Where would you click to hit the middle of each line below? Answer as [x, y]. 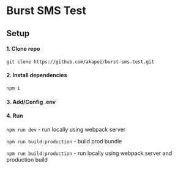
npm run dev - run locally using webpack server [66, 129]
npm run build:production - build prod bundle [64, 141]
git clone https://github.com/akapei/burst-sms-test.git [80, 62]
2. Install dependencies [37, 75]
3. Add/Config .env [31, 102]
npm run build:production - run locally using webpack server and [89, 153]
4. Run [15, 116]
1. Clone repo [23, 49]
